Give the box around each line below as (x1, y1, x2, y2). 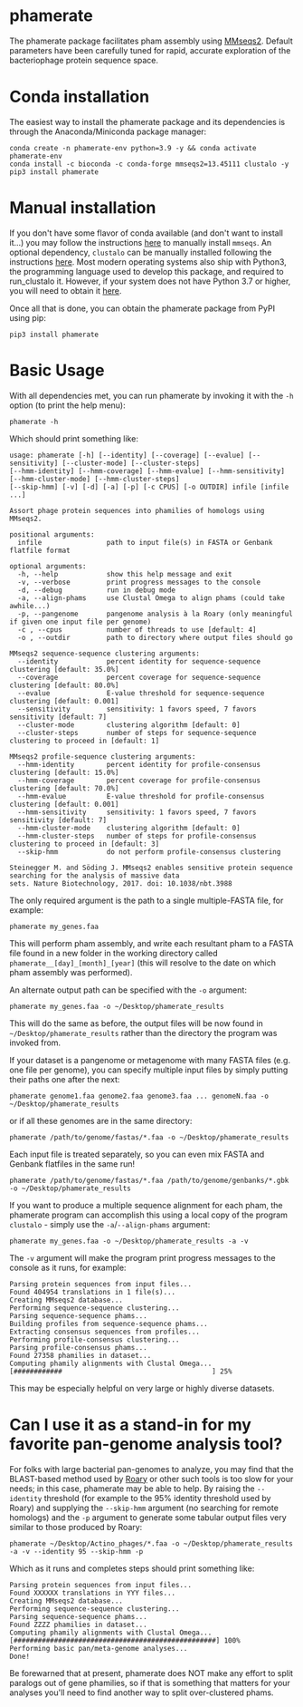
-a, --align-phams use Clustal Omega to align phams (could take (17, 593, 285, 603)
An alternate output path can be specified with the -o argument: (9, 984, 247, 995)
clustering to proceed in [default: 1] (9, 736, 160, 745)
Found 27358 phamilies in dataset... (9, 1351, 152, 1360)
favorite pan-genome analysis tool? (9, 1433, 283, 1454)
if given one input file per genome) (9, 617, 152, 626)
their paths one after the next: (9, 1073, 120, 1084)
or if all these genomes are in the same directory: (9, 1115, 193, 1126)
